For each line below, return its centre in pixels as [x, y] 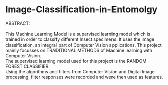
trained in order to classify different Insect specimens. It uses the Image [80, 39]
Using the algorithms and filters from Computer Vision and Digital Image [80, 71]
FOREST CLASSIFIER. [28, 66]
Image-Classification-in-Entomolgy [81, 9]
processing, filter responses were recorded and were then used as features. [84, 77]
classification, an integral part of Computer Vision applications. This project [84, 45]
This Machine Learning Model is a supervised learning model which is [78, 34]
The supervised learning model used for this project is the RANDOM [76, 61]
